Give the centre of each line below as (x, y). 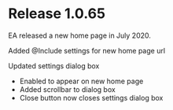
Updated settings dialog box (54, 66)
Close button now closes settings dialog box (91, 97)
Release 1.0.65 (57, 14)
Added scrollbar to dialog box (67, 89)
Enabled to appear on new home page (81, 81)
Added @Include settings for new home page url (87, 50)
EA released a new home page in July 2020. (80, 35)
